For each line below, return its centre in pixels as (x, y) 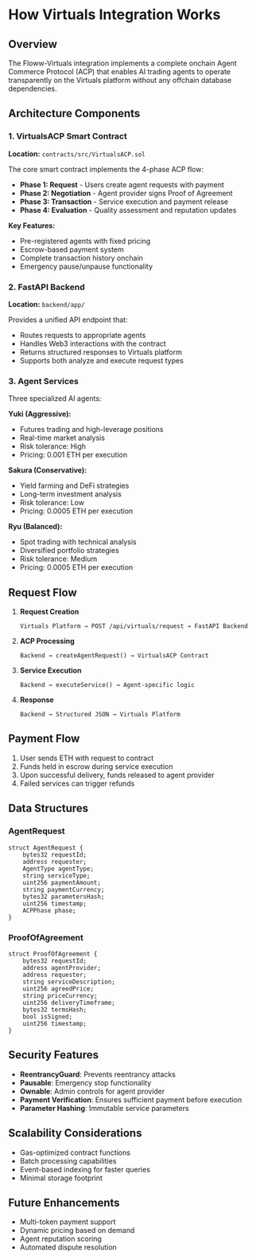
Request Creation (49, 612)
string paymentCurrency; (64, 889)
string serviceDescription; (69, 982)
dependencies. (33, 88)
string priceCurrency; (60, 995)
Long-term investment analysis (70, 494)
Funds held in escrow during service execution (96, 766)
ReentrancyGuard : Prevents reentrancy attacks (98, 1074)
